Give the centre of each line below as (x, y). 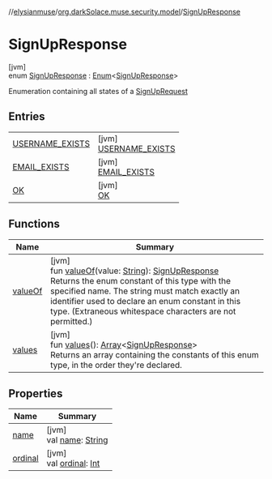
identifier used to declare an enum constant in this (145, 301)
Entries (27, 117)
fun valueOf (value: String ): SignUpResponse (134, 271)
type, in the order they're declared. (116, 365)
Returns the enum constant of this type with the (140, 280)
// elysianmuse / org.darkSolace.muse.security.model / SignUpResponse (125, 12)
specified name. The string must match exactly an (145, 291)
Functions (34, 224)
